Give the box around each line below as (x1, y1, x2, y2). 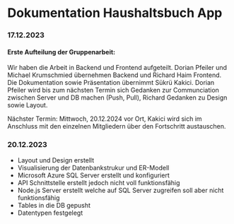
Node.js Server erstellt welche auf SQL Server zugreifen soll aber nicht (17, 186, 224, 194)
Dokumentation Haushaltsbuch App (7, 5, 223, 21)
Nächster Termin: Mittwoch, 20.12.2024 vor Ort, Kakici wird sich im (7, 114, 203, 123)
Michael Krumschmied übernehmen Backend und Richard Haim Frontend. (7, 71, 222, 79)
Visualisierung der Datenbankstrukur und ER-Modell (17, 163, 170, 172)
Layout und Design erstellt (17, 155, 95, 164)
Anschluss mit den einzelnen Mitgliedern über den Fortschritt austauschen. (7, 122, 226, 131)
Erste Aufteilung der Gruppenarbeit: (7, 47, 116, 56)
